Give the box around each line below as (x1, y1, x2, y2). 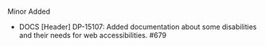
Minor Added (7, 7, 51, 16)
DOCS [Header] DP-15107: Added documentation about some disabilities (18, 22, 257, 31)
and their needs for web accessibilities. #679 (18, 31, 167, 40)
